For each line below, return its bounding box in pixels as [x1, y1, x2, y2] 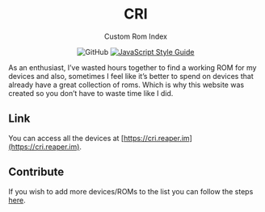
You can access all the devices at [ [8, 133, 124, 143]
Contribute [8, 165, 65, 179]
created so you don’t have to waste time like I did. [8, 88, 174, 98]
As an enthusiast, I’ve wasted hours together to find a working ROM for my [8, 62, 257, 73]
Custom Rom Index [103, 31, 168, 41]
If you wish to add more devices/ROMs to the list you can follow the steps [8, 186, 254, 196]
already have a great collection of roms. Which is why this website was [8, 80, 245, 89]
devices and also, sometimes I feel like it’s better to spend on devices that [8, 71, 254, 81]
